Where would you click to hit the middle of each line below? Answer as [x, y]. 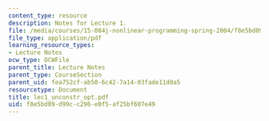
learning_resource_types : [51, 45]
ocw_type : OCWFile [39, 60]
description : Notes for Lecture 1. [68, 23]
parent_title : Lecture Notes [57, 68]
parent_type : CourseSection [55, 75]
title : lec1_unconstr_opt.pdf [59, 97]
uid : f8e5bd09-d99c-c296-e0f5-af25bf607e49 [82, 104]
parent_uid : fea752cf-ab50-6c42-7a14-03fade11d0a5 [94, 82]
